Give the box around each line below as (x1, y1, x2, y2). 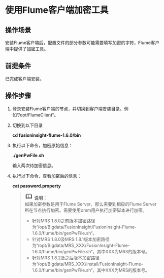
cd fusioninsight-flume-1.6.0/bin (12, 132, 81, 138)
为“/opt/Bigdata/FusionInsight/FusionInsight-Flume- (32, 224, 137, 230)
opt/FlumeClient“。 (19, 112, 59, 118)
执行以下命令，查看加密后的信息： (12, 173, 82, 179)
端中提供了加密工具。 (5, 46, 48, 52)
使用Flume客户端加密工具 (5, 4, 109, 16)
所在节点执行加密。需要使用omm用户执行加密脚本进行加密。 (24, 207, 147, 213)
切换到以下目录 (12, 122, 43, 128)
